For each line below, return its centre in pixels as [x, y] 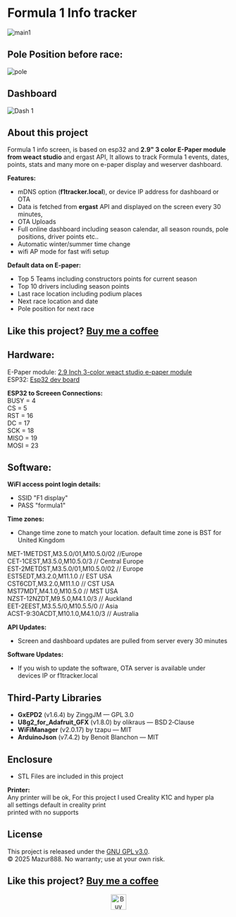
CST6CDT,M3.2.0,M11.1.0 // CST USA [61, 584]
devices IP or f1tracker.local [58, 676]
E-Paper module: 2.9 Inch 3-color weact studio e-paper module [100, 372]
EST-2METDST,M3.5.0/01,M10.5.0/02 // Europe [75, 569]
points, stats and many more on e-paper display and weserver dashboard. [115, 165]
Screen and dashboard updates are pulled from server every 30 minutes [122, 641]
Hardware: [31, 355]
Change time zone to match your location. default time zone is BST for [119, 533]
